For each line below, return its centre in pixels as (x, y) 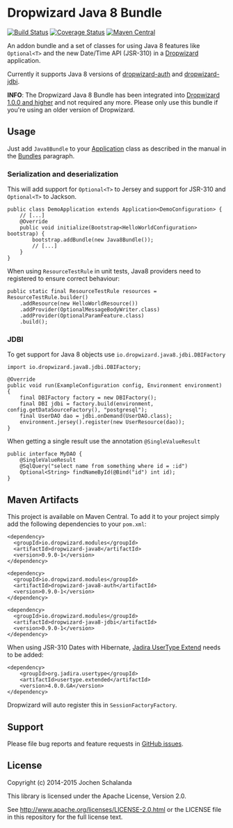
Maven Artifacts (43, 500)
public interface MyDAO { (45, 454)
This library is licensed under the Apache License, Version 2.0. (97, 796)
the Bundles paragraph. (41, 156)
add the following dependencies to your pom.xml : (77, 524)
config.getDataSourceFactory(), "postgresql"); (78, 410)
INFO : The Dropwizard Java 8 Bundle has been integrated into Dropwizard (114, 95)
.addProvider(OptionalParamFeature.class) (82, 316)
